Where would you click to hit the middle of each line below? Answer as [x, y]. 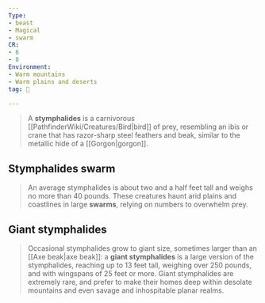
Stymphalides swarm [62, 168]
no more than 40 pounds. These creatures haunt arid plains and [132, 196]
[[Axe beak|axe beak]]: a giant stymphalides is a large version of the [140, 257]
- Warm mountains [37, 74]
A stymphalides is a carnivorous [81, 119]
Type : [17, 15]
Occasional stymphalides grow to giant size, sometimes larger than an [142, 248]
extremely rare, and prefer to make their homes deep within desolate [140, 282]
